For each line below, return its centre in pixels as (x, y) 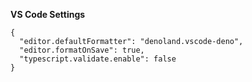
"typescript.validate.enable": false (98, 59)
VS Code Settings (48, 14)
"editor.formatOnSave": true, (82, 50)
